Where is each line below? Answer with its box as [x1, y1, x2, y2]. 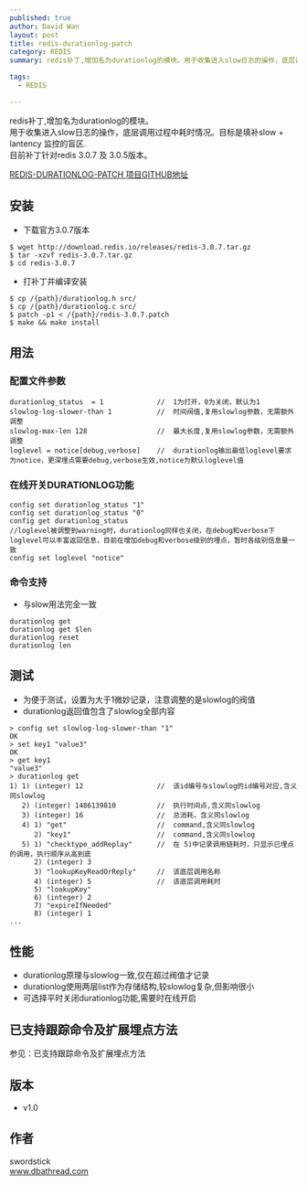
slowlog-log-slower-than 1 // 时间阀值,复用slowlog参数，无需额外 [9, 408, 295, 417]
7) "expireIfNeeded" [33, 901, 112, 910]
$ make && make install [9, 317, 101, 327]
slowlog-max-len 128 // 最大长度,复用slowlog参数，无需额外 [9, 427, 295, 436]
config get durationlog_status [9, 516, 129, 526]
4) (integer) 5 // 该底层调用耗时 [33, 877, 221, 886]
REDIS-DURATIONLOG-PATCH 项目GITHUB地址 [9, 168, 189, 179]
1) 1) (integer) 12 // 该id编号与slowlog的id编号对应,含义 [9, 781, 298, 791]
